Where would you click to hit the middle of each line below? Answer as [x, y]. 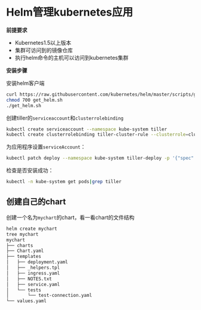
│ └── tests [24, 290]
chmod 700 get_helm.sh [34, 100]
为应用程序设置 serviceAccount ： [46, 147]
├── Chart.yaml [25, 251]
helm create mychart [32, 229]
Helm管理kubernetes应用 [70, 12]
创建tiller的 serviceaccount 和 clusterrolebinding [65, 118]
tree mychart [22, 234]
